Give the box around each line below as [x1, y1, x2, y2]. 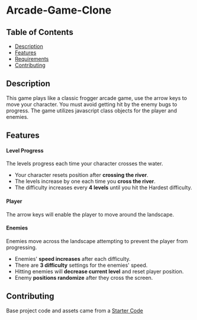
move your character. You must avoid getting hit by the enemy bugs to [6, 101, 177, 108]
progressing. [6, 244, 37, 251]
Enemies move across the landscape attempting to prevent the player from [6, 237, 188, 244]
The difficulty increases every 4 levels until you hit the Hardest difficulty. [14, 184, 192, 191]
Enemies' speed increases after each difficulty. [14, 255, 131, 262]
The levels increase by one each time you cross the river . [14, 178, 156, 185]
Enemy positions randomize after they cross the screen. [14, 274, 153, 281]
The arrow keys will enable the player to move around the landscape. [6, 211, 175, 218]
